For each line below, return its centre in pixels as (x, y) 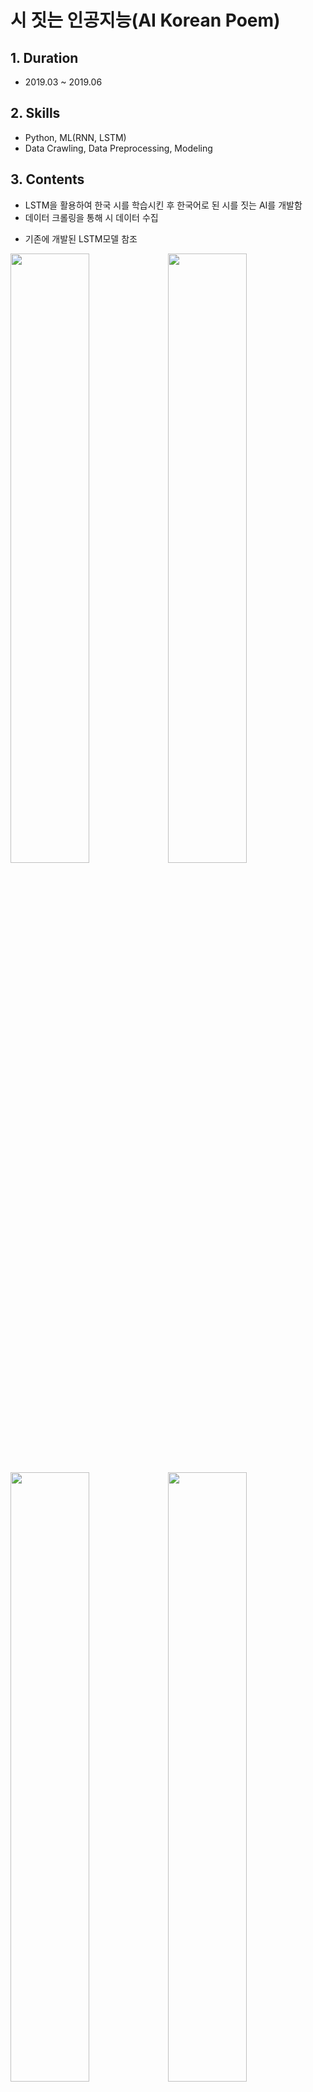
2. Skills (35, 113)
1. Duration (44, 57)
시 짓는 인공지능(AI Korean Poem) (145, 20)
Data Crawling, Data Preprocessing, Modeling (118, 148)
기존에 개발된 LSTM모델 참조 (81, 238)
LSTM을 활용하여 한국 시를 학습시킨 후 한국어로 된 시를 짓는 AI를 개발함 (163, 205)
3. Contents (47, 179)
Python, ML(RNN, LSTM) (75, 137)
